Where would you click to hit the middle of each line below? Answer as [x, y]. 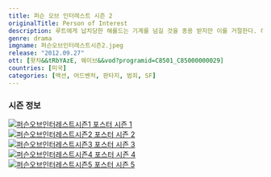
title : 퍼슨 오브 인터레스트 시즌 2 [60, 16]
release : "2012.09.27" [46, 53]
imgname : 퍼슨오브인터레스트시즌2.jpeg [66, 46]
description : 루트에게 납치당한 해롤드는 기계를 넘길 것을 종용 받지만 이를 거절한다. [133, 31]
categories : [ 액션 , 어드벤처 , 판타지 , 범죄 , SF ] [82, 76]
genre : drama [30, 38]
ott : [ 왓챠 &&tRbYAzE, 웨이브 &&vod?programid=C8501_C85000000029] [116, 61]
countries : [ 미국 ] [38, 68]
